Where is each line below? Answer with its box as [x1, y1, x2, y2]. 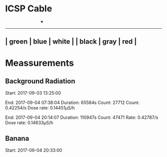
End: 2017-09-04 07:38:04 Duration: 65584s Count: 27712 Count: [5, 100, 140, 105]
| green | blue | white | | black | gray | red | [5, 38, 137, 46]
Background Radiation [5, 77, 76, 85]
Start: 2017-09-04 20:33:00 [5, 147, 63, 154]
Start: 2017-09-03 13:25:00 [5, 90, 61, 96]
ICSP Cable [5, 3, 52, 14]
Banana [5, 134, 29, 143]
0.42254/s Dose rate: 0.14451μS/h [5, 105, 75, 111]
